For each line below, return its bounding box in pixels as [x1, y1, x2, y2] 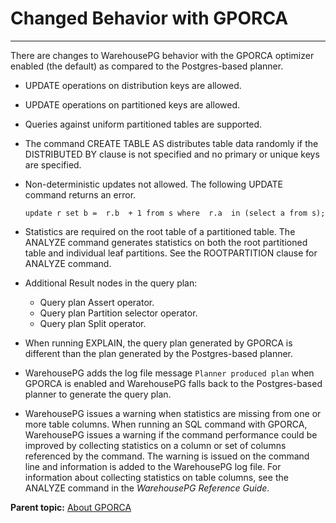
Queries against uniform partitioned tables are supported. [24, 118, 263, 130]
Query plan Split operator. [39, 317, 147, 329]
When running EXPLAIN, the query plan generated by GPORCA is [24, 337, 293, 349]
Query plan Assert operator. [39, 296, 155, 308]
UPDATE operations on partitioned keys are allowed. [24, 98, 241, 111]
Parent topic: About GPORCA [10, 501, 132, 513]
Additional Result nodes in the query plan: [24, 277, 198, 289]
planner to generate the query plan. [24, 388, 172, 400]
